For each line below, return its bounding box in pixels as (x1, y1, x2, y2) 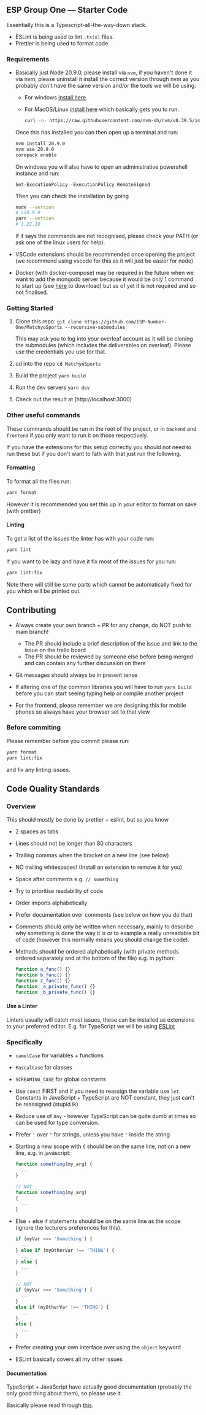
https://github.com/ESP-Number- (84, 319, 167, 325)
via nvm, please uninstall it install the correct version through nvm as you (15, 75, 200, 83)
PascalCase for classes (15, 1064, 72, 1071)
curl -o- (24, 118, 47, 124)
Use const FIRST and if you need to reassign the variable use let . (15, 1087, 181, 1095)
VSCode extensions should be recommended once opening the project (15, 251, 195, 258)
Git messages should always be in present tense (15, 671, 138, 679)
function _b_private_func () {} (15, 989, 96, 995)
